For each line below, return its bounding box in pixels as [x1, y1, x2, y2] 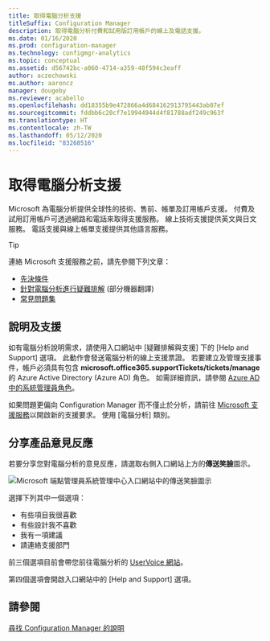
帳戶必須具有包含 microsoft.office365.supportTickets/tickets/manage [22, 363, 260, 372]
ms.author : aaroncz [8, 79, 74, 87]
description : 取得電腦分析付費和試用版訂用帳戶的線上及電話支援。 [8, 27, 205, 35]
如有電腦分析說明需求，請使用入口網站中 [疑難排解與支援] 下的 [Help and [8, 343, 249, 352]
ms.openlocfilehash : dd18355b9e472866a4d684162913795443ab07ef [8, 101, 225, 109]
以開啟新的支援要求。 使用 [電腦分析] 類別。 [29, 410, 175, 420]
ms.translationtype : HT [8, 117, 88, 125]
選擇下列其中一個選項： [8, 493, 86, 503]
